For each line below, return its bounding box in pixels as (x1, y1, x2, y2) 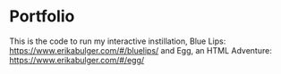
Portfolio (9, 6, 75, 27)
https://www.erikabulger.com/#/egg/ (9, 54, 145, 65)
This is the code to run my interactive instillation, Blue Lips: (9, 36, 226, 46)
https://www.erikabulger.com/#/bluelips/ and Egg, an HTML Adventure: (9, 45, 273, 55)
